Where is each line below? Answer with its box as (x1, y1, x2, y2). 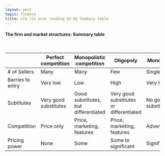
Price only (40, 123, 64, 130)
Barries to (7, 76, 30, 83)
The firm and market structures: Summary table (5, 31, 105, 37)
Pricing (7, 136, 24, 143)
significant (110, 143, 135, 150)
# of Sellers (7, 68, 34, 75)
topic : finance (5, 12, 36, 17)
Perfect (46, 54, 64, 61)
